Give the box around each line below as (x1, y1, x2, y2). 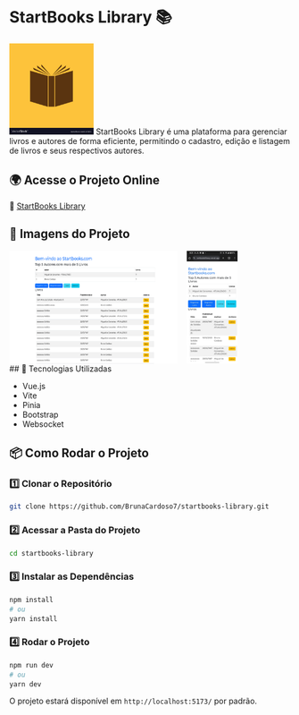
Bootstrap (21, 409, 59, 420)
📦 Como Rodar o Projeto (9, 446, 149, 461)
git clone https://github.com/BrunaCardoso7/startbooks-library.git (9, 502, 270, 511)
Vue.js (21, 380, 46, 391)
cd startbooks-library (9, 549, 94, 558)
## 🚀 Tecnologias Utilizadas (9, 363, 112, 374)
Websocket (21, 418, 64, 430)
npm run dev (9, 660, 54, 669)
